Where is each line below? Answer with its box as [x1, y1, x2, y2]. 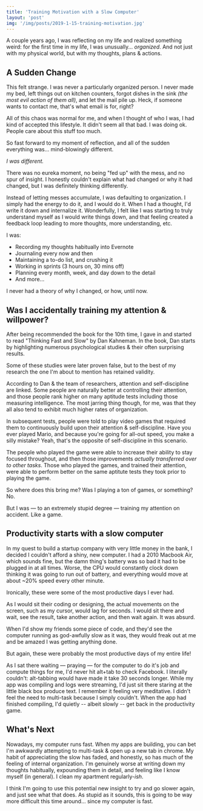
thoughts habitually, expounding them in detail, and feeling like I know [6, 766, 181, 773]
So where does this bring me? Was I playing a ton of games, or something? [6, 487, 193, 493]
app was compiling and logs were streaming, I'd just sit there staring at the [6, 681, 193, 688]
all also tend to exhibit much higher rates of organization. [6, 406, 148, 413]
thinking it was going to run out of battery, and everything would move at [6, 570, 188, 578]
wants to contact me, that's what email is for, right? [6, 103, 134, 110]
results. [6, 350, 25, 357]
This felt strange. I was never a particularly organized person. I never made [6, 83, 194, 91]
